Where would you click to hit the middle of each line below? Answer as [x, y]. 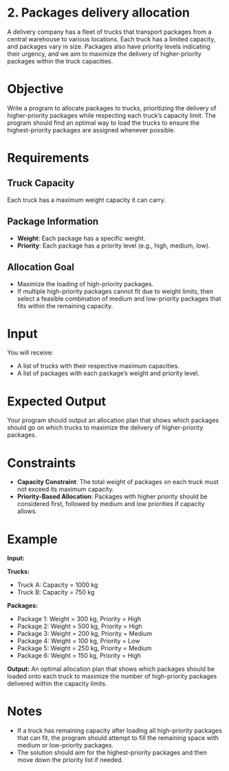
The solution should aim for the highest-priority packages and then [112, 752]
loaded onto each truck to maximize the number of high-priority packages [112, 677]
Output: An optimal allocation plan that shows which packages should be [111, 669]
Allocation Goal [41, 267]
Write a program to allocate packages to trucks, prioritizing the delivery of [112, 108]
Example [32, 539]
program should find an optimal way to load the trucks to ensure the [103, 123]
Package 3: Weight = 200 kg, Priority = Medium [85, 634]
